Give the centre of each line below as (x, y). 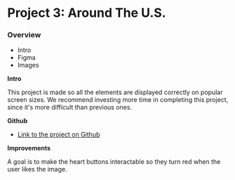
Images (28, 65)
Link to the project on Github (59, 134)
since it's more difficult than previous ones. (69, 108)
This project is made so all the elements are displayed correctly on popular (115, 92)
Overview (24, 35)
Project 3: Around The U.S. (87, 13)
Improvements (29, 148)
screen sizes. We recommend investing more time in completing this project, (118, 100)
